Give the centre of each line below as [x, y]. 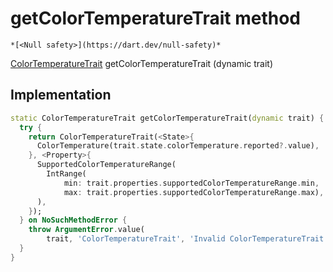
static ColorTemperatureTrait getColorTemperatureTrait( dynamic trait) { [167, 118]
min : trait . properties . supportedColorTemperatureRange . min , [191, 183]
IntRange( [66, 174]
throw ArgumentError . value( [86, 230]
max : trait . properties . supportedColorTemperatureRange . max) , [194, 192]
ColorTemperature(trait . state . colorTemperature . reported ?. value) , [178, 146]
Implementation [61, 95]
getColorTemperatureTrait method [155, 18]
